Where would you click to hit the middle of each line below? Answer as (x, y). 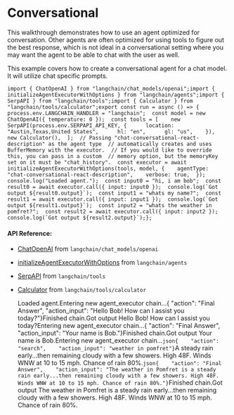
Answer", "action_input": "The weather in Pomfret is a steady (117, 370)
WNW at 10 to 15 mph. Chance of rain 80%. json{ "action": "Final (119, 363)
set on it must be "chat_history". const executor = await (97, 162)
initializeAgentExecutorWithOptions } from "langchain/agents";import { (116, 95)
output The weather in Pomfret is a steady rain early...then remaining (117, 390)
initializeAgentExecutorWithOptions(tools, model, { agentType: (108, 169)
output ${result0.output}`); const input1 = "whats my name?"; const (114, 193)
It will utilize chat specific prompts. (58, 76)
